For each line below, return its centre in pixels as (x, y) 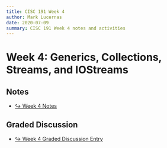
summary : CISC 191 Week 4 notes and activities (66, 28)
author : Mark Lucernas (34, 17)
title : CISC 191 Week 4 (36, 12)
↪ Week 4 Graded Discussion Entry (59, 139)
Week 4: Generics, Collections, (84, 57)
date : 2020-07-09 (28, 22)
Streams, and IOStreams (68, 70)
